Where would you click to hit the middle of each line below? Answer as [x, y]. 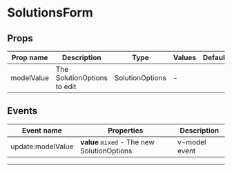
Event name [42, 131]
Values [185, 58]
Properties [126, 131]
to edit [66, 86]
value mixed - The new [117, 142]
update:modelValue [42, 146]
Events [22, 111]
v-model [192, 142]
